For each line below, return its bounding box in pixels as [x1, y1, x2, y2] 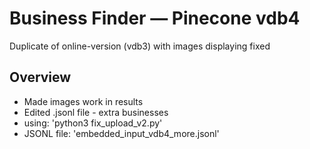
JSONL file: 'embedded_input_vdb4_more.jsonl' [23, 127, 220, 139]
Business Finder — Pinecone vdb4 [9, 7, 301, 30]
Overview [9, 69, 72, 86]
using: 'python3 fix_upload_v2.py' [23, 117, 163, 129]
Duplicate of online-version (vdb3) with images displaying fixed [9, 40, 271, 52]
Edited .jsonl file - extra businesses [23, 106, 169, 118]
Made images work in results [23, 95, 144, 107]
